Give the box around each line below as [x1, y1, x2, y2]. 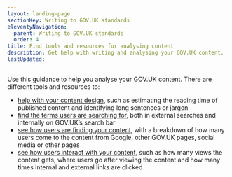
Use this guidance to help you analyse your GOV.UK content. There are [7, 75, 212, 83]
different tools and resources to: [7, 82, 100, 91]
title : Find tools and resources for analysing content [7, 43, 174, 50]
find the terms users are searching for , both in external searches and [17, 111, 216, 119]
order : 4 [13, 36, 39, 43]
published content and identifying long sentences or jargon [17, 103, 189, 112]
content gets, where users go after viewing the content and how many [17, 155, 221, 164]
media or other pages [17, 141, 80, 149]
